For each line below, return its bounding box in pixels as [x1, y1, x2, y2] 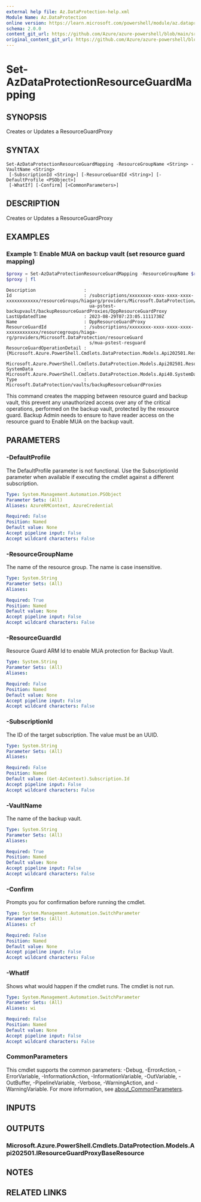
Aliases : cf [6, 921, 36, 928]
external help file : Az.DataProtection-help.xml [6, 8, 130, 15]
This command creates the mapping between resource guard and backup [6, 393, 188, 400]
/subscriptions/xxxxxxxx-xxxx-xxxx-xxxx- [89, 324, 194, 330]
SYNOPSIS [6, 112, 47, 122]
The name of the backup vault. [6, 815, 82, 822]
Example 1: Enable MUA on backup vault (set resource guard [6, 250, 185, 258]
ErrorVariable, [6, 1072, 41, 1080]
